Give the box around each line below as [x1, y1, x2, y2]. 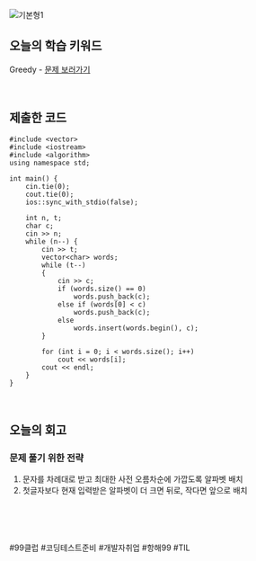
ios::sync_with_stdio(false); [25, 198, 139, 207]
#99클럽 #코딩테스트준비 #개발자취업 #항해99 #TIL [9, 542, 190, 553]
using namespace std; [9, 158, 91, 167]
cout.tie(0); [25, 190, 75, 199]
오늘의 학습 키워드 [9, 39, 102, 54]
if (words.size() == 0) [57, 284, 146, 293]
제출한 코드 [9, 111, 67, 126]
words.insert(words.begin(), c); [73, 324, 199, 333]
